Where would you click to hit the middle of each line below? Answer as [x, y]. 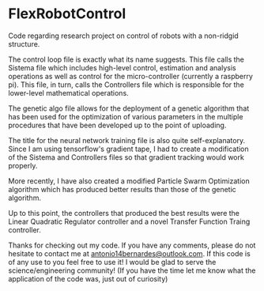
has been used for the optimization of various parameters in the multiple [126, 116]
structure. [24, 43]
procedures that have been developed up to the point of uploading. [117, 125]
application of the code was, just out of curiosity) [88, 278]
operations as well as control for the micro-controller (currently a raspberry [130, 76]
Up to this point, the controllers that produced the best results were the [124, 213]
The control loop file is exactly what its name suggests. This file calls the [126, 59]
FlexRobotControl [67, 14]
